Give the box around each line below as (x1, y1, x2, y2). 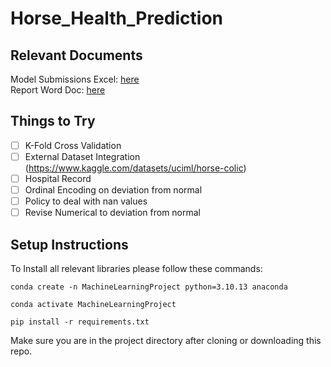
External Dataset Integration (24, 150, 141, 162)
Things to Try (10, 113, 96, 130)
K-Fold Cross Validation (24, 139, 122, 151)
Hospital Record (24, 172, 92, 184)
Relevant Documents (10, 47, 143, 64)
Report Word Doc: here (10, 84, 106, 96)
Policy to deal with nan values (24, 195, 148, 207)
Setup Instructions (10, 236, 129, 253)
